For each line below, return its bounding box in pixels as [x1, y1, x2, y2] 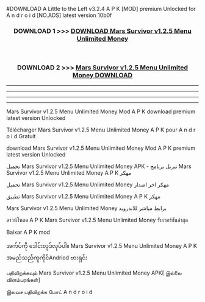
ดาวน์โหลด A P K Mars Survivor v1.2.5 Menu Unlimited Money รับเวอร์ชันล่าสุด [6, 216, 188, 223]
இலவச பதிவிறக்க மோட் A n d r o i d [6, 288, 93, 295]
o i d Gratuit [6, 132, 36, 139]
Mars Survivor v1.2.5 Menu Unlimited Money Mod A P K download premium [6, 108, 196, 115]
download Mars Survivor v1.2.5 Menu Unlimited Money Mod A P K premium [6, 144, 196, 152]
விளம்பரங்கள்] [6, 276, 41, 283]
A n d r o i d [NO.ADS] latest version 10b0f [6, 12, 112, 19]
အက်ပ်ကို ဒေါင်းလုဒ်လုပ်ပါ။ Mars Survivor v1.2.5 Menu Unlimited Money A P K [6, 242, 197, 249]
